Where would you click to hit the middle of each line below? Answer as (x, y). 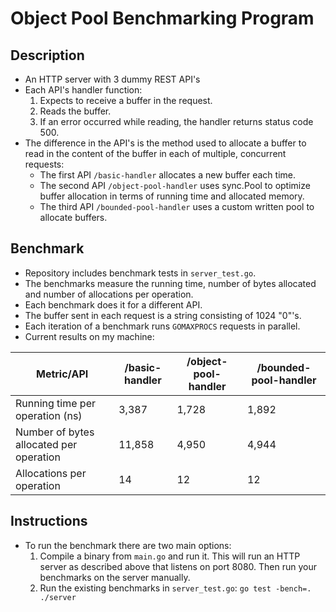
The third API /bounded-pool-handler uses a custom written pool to (177, 206)
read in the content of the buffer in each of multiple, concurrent (155, 153)
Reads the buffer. (75, 111)
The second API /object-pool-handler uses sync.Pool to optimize (175, 185)
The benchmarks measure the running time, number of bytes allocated (170, 283)
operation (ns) (49, 415)
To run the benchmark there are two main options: (128, 545)
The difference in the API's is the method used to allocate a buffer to (165, 143)
